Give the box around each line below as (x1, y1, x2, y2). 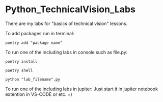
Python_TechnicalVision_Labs (5, 4, 136, 15)
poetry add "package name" (5, 40, 63, 45)
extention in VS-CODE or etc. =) (5, 91, 72, 97)
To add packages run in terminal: (5, 30, 75, 36)
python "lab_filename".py (5, 76, 60, 82)
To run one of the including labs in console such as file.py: (5, 49, 128, 55)
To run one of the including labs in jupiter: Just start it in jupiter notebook (5, 86, 158, 92)
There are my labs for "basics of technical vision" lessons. (5, 20, 128, 27)
